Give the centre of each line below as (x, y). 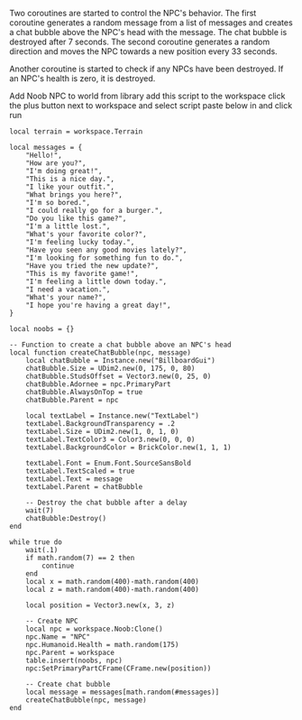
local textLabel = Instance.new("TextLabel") (113, 416)
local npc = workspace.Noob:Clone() (95, 629)
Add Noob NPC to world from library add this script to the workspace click (147, 96)
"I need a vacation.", (68, 290)
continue (58, 566)
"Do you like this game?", (76, 218)
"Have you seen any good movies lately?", (106, 250)
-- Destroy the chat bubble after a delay (106, 503)
